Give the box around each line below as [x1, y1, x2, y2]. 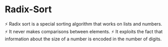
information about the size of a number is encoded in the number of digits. [5, 36, 162, 42]
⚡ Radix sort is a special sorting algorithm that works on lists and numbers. [5, 20, 162, 27]
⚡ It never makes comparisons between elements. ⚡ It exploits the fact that [5, 28, 163, 34]
